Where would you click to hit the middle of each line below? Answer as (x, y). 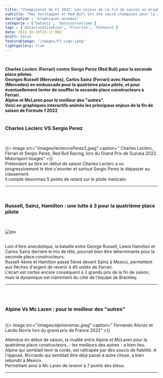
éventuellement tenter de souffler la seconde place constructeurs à (74, 90)
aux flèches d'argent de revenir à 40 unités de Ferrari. (59, 267)
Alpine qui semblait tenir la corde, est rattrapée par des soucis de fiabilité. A (81, 350)
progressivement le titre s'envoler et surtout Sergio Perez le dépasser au (78, 169)
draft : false (18, 37)
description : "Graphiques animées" (42, 18)
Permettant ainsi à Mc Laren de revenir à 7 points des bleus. (65, 365)
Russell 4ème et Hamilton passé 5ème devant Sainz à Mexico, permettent (79, 262)
